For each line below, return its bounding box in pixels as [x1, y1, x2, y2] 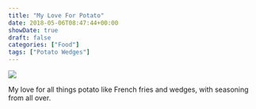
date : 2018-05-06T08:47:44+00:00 [8, 19, 119, 27]
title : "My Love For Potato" [8, 11, 105, 20]
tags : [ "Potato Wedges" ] [8, 48, 90, 56]
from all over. [8, 93, 52, 103]
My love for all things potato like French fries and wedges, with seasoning [8, 85, 249, 94]
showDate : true [8, 26, 59, 34]
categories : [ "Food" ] [8, 41, 80, 49]
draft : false [8, 33, 52, 42]
